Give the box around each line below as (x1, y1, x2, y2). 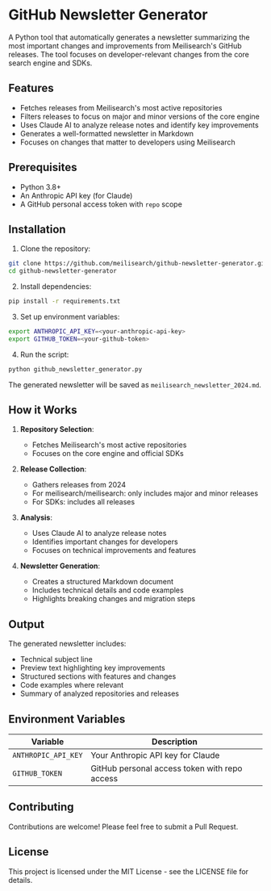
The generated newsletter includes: (8, 639, 127, 649)
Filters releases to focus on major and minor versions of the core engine (19, 111, 260, 121)
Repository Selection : (19, 425, 94, 434)
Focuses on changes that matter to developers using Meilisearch (19, 137, 236, 147)
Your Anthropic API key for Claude (90, 750, 220, 761)
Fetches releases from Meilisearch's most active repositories (19, 102, 223, 112)
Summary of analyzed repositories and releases (19, 688, 180, 699)
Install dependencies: (19, 282, 92, 291)
